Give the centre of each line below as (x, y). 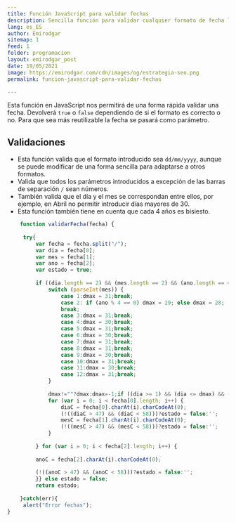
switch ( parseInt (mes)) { (86, 289)
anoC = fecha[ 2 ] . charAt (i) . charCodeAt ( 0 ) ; (98, 459)
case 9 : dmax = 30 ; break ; (97, 355)
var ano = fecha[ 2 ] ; (66, 263)
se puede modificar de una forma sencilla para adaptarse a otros (111, 167)
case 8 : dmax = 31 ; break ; (97, 348)
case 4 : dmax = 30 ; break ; (97, 322)
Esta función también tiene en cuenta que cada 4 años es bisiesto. (114, 211)
